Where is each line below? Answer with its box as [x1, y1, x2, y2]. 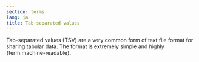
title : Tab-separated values [6, 20, 80, 26]
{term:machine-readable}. [6, 49, 72, 57]
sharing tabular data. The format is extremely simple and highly [6, 43, 165, 50]
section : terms [6, 8, 45, 15]
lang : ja [6, 14, 29, 20]
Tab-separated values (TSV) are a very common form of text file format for [6, 37, 194, 44]
